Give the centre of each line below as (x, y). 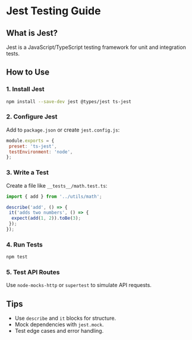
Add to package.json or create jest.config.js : (63, 130)
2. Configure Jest (32, 117)
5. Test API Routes (33, 272)
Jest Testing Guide (53, 11)
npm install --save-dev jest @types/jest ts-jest (69, 102)
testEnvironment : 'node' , (41, 152)
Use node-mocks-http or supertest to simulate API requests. (79, 285)
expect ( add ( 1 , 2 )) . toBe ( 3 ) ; (46, 219)
